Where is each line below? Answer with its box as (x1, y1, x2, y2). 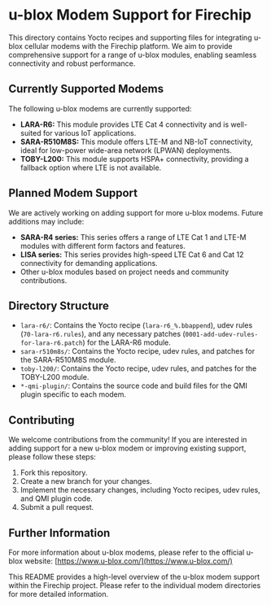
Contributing (8, 413, 75, 427)
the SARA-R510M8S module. (20, 355, 116, 365)
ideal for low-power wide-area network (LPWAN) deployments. (20, 145, 232, 155)
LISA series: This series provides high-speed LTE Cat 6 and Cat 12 (20, 250, 244, 259)
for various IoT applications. (42, 128, 137, 137)
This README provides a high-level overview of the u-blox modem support (8, 572, 260, 581)
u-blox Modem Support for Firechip (8, 6, 252, 24)
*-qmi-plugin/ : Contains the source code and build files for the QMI (20, 381, 248, 391)
